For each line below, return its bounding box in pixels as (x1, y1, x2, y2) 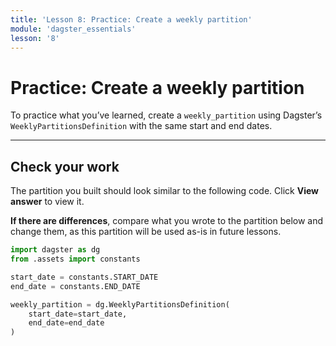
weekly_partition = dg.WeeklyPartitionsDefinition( (10, 299, 230, 310)
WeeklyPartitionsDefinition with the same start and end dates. (10, 120, 273, 132)
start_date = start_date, (28, 309, 128, 319)
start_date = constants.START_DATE (10, 272, 159, 282)
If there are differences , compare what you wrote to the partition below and (10, 215, 324, 227)
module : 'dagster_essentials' (10, 24, 137, 34)
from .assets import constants (10, 254, 141, 264)
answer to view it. (10, 196, 85, 208)
